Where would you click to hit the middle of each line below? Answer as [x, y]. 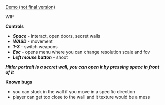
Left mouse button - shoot [40, 57]
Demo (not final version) [30, 7]
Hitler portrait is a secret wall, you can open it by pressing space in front [82, 67]
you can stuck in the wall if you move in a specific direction [74, 92]
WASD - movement [32, 41]
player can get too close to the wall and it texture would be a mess [81, 97]
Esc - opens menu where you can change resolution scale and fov [81, 52]
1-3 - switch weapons [35, 47]
